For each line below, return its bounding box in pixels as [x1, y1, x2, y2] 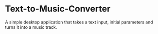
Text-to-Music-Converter [5, 3, 111, 14]
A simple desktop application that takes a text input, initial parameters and [5, 19, 153, 25]
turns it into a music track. [5, 24, 57, 30]
